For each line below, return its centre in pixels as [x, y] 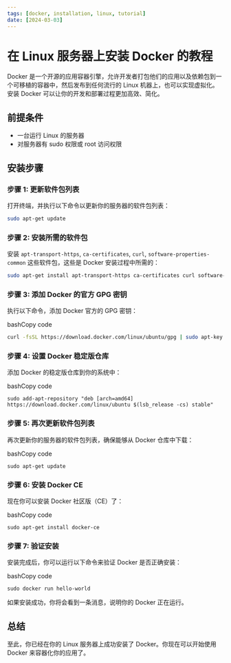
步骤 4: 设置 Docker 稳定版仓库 [58, 356]
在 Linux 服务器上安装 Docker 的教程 [110, 56]
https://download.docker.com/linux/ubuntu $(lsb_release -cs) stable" [110, 405]
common [16, 263]
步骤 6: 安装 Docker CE [45, 484]
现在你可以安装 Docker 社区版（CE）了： [65, 501]
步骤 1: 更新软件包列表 [43, 189]
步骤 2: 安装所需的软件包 [47, 237]
